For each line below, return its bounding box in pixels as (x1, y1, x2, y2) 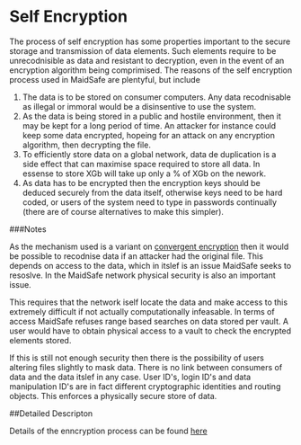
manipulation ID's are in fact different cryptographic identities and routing (9, 380, 281, 392)
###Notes (9, 223, 47, 235)
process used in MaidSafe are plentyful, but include (9, 74, 200, 85)
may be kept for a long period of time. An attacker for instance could (22, 120, 277, 131)
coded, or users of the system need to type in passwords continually (22, 196, 277, 208)
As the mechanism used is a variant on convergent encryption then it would (9, 241, 289, 252)
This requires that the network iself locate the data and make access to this (9, 297, 288, 307)
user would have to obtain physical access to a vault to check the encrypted (9, 325, 292, 336)
